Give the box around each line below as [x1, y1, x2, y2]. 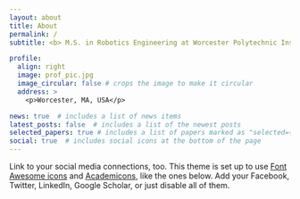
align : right [17, 62, 66, 71]
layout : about [9, 12, 62, 22]
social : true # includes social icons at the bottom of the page [9, 137, 262, 145]
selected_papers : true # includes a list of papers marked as [9, 129, 246, 137]
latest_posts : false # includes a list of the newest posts [9, 120, 242, 129]
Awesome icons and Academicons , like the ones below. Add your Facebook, [9, 170, 290, 181]
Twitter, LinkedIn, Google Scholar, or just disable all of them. [9, 180, 230, 190]
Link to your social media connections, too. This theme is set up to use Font [9, 162, 287, 171]
